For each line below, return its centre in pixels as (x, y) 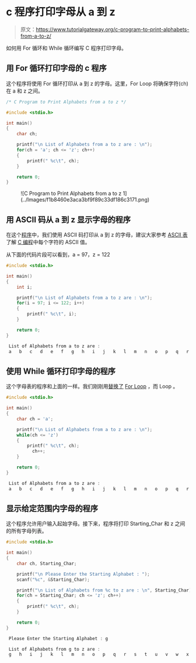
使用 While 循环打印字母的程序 (61, 371)
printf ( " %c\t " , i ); (52, 314)
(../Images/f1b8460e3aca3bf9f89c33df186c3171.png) (85, 200)
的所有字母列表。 (27, 531)
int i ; (24, 287)
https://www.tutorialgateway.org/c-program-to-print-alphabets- (113, 29)
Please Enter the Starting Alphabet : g (58, 638)
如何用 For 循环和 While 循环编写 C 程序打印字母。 (66, 48)
